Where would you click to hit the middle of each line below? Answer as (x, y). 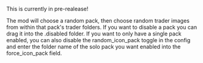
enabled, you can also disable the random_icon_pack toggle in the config (98, 40)
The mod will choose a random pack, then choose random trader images (98, 20)
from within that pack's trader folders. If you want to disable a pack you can (102, 27)
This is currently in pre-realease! (47, 9)
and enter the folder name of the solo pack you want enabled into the (94, 46)
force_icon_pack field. (34, 53)
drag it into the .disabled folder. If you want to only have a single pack (94, 34)
